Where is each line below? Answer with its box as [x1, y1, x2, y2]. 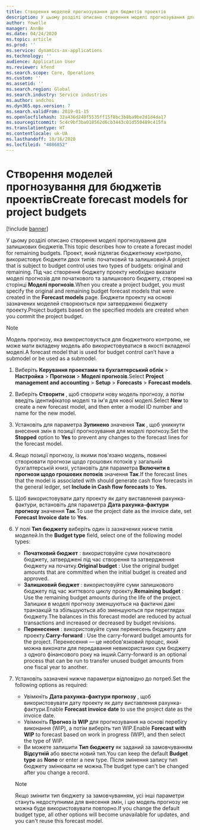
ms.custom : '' [6, 75, 42, 81]
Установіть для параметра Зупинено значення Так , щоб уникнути [14, 421, 185, 428]
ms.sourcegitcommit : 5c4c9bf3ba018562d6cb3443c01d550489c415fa [6, 120, 167, 126]
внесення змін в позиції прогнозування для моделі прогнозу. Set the [14, 427, 189, 434]
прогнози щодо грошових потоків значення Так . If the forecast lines [14, 470, 187, 477]
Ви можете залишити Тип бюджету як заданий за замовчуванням [23, 743, 193, 751]
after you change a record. [23, 769, 89, 776]
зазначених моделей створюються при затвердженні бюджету [6, 300, 168, 307]
